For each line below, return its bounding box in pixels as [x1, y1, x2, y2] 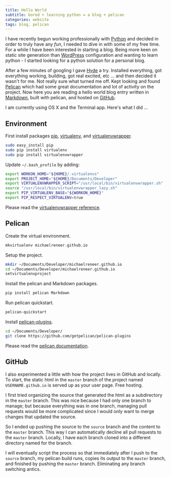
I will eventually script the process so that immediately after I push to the [5, 449, 158, 456]
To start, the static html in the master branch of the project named [5, 376, 143, 382]
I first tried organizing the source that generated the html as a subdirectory [5, 392, 162, 398]
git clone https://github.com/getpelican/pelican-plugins [5, 333, 131, 338]
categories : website [5, 17, 50, 22]
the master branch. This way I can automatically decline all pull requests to [5, 429, 162, 435]
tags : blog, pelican [5, 21, 50, 27]
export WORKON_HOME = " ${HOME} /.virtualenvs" [5, 171, 100, 176]
